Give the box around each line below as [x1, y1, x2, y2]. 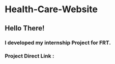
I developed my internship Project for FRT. [5, 39, 111, 46]
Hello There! [5, 24, 45, 33]
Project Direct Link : [5, 52, 54, 59]
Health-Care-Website [5, 4, 98, 15]
